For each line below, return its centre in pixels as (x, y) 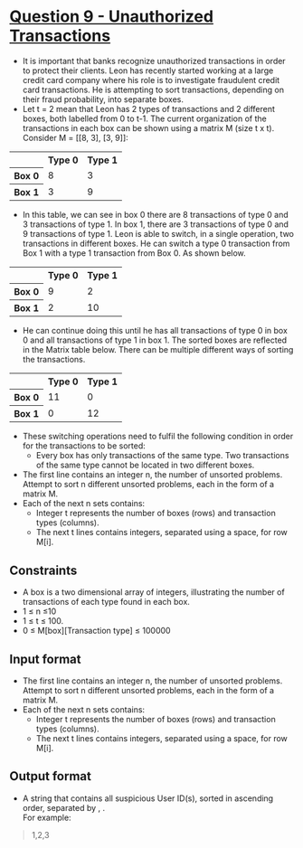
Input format (45, 659)
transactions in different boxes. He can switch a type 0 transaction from (156, 244)
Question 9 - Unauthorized (112, 17)
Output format (51, 776)
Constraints (43, 570)
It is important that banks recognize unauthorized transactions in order (154, 61)
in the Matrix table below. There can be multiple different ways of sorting (158, 349)
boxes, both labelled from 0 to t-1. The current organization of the (144, 118)
